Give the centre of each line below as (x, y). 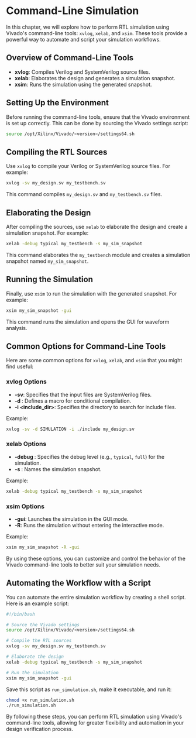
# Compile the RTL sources (39, 641)
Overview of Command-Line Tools (70, 58)
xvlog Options (26, 382)
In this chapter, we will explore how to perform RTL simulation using (88, 27)
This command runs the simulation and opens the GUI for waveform (88, 322)
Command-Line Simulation (73, 11)
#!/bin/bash (20, 614)
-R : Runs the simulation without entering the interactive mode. (89, 525)
